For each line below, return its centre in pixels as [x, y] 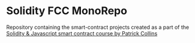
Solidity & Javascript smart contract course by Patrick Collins [82, 33]
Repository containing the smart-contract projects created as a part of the [98, 27]
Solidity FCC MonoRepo [67, 11]
